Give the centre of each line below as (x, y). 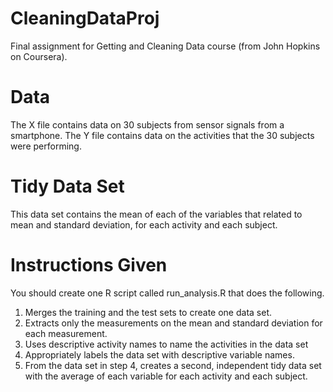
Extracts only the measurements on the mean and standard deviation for (173, 323)
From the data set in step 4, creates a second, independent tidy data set (173, 365)
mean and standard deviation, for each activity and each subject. (144, 224)
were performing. (46, 146)
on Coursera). (39, 56)
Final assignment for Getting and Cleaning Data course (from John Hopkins (165, 46)
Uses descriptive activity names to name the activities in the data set (166, 344)
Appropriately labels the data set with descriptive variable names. (159, 354)
